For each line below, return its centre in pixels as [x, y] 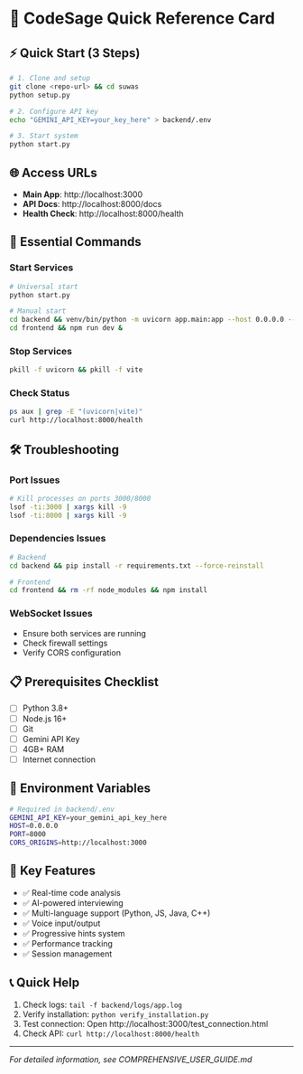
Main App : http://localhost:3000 [83, 194]
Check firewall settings [65, 643]
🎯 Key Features [53, 871]
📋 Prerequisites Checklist [84, 682]
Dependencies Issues [58, 539]
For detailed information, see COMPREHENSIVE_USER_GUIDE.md [131, 1059]
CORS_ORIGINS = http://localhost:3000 [78, 843]
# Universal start [44, 287]
